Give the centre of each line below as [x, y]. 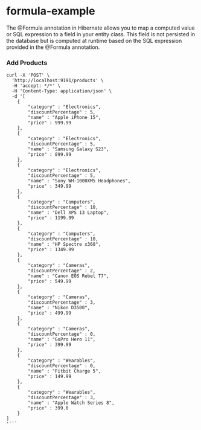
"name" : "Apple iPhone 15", [65, 118]
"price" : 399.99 [49, 345]
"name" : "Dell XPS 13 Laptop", [69, 213]
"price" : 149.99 [49, 377]
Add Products [27, 63]
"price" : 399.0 [48, 408]
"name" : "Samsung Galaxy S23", [69, 149]
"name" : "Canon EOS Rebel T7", [69, 276]
